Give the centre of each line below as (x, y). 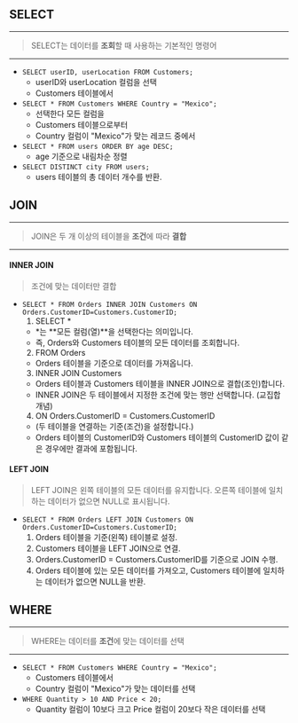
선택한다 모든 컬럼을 (70, 114)
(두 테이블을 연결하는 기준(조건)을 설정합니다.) (114, 426)
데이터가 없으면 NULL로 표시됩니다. (109, 501)
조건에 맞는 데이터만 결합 (74, 286)
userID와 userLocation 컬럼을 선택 (96, 82)
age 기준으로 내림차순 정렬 (81, 156)
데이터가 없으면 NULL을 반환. (95, 582)
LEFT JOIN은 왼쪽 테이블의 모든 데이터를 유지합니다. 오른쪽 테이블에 (149, 491)
